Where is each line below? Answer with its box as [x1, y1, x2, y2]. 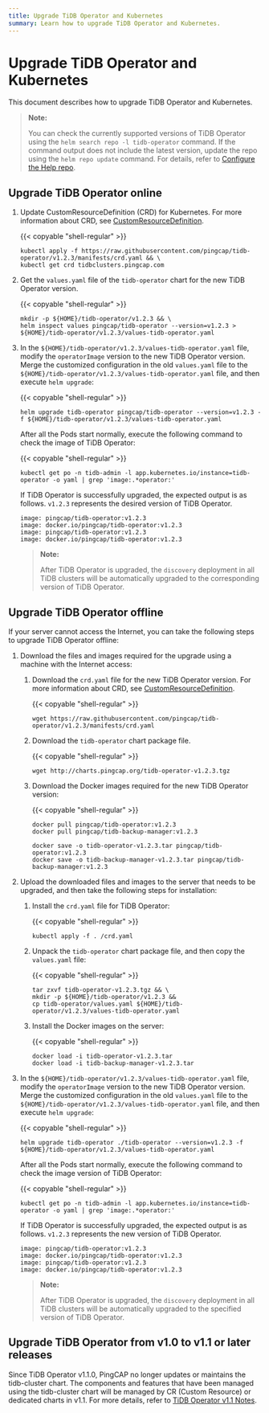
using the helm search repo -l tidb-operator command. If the [27, 137, 236, 147]
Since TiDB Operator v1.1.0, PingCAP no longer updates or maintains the [8, 1370, 247, 1379]
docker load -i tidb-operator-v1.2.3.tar [31, 1052, 173, 1061]
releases [8, 1348, 53, 1362]
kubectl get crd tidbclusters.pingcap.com [19, 261, 165, 269]
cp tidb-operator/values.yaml [31, 1000, 134, 1009]
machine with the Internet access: [19, 660, 132, 670]
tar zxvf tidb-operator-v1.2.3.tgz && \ [31, 986, 169, 994]
